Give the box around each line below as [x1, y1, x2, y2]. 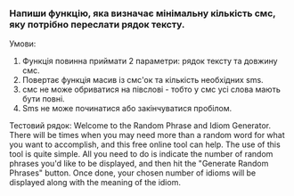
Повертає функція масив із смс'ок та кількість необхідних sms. [21, 75, 265, 86]
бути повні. [21, 94, 65, 104]
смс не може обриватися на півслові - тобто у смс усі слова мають [21, 84, 281, 95]
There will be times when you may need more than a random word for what [9, 130, 285, 141]
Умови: [9, 38, 37, 49]
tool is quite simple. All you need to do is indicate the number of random [9, 149, 274, 159]
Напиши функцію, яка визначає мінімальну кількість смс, [9, 7, 276, 20]
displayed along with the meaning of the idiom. [9, 177, 181, 188]
